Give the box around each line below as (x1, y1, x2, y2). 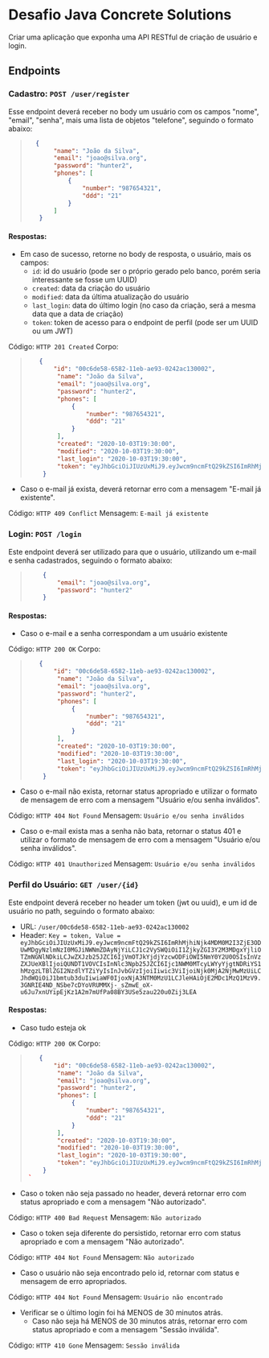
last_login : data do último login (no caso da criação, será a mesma (31, 300, 256, 311)
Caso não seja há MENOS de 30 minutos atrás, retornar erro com (31, 1316, 247, 1326)
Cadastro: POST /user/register (8, 89, 130, 100)
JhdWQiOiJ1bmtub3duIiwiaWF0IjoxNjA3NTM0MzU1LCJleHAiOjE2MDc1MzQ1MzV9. (19, 974, 262, 982)
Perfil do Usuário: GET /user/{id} (8, 879, 139, 890)
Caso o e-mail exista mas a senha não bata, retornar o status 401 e (19, 827, 242, 836)
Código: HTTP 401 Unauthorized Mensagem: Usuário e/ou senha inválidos (8, 859, 255, 869)
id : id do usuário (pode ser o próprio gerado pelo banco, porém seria (31, 266, 261, 276)
